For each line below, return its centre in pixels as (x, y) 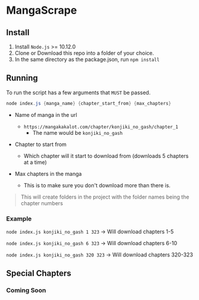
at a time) (35, 162)
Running (22, 78)
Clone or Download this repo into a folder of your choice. (84, 53)
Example (19, 218)
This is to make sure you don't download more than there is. (97, 185)
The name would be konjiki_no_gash (78, 132)
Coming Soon (26, 290)
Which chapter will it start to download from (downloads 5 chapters (106, 156)
